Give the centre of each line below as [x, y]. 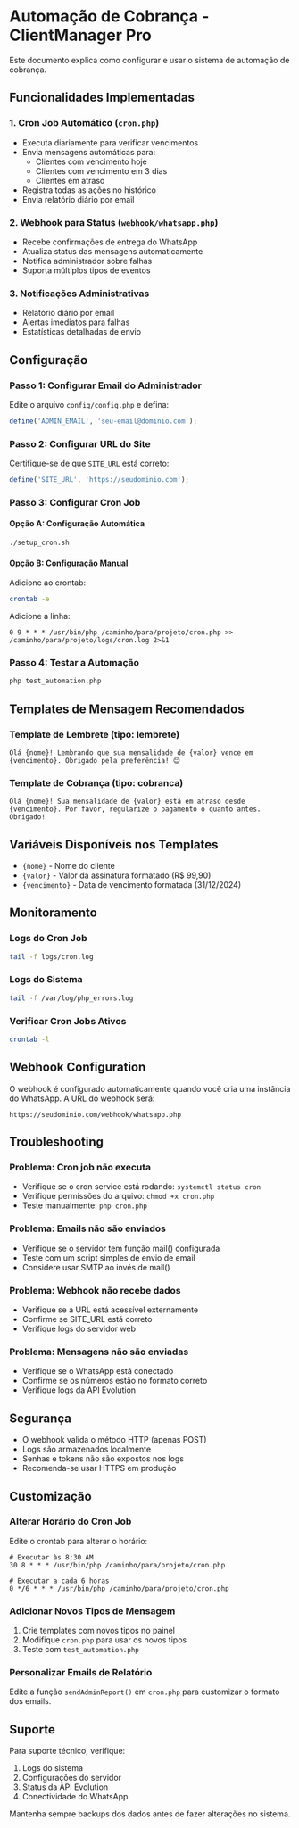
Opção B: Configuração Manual [69, 563]
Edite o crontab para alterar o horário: [79, 1541]
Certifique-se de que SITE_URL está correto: [89, 463]
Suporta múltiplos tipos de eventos [86, 270]
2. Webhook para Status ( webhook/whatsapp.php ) [114, 222]
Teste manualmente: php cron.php [84, 1205]
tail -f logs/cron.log [51, 956]
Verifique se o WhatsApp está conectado [98, 1371]
